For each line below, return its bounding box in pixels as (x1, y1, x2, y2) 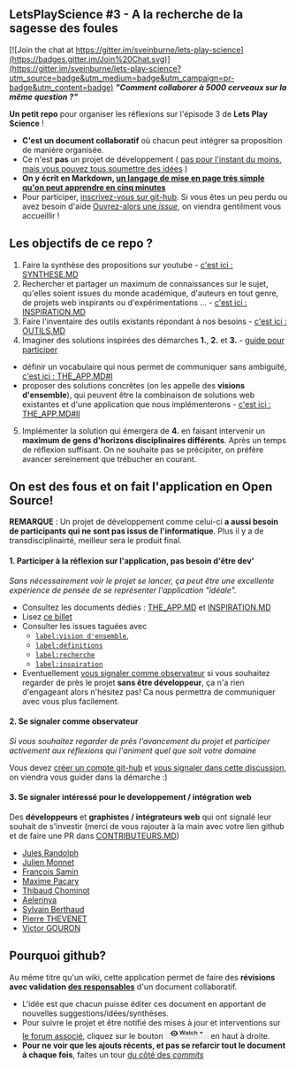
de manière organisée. (21, 144, 104, 155)
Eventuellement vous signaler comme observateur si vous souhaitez (21, 667, 271, 678)
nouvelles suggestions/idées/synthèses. (21, 1008, 170, 1019)
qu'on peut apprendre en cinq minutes (21, 181, 166, 193)
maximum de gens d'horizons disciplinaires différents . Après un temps (21, 435, 287, 445)
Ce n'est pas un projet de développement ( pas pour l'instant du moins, (21, 154, 282, 165)
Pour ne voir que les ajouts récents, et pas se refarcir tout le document (21, 1040, 285, 1050)
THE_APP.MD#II (21, 408, 81, 419)
